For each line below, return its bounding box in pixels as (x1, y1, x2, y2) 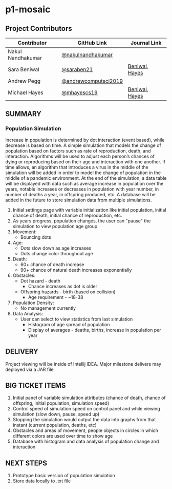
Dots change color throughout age (20, 250, 93, 256)
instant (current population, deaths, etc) (12, 422, 97, 428)
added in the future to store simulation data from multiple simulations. (5, 197, 152, 203)
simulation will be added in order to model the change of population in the (5, 170, 161, 176)
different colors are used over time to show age (12, 433, 113, 439)
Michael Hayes (8, 89, 44, 96)
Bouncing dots (20, 234, 51, 240)
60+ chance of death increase (20, 261, 84, 268)
